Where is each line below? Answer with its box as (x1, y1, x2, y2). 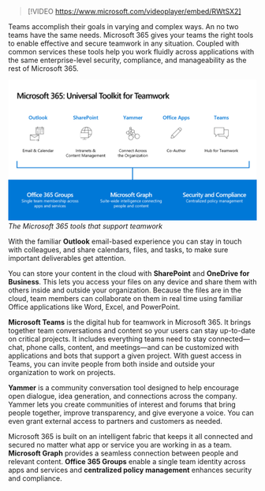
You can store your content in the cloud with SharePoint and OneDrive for (8, 268, 250, 278)
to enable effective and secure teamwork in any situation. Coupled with (8, 39, 240, 48)
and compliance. (8, 473, 62, 483)
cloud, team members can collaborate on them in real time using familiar (8, 293, 243, 303)
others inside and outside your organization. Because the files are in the (8, 285, 242, 295)
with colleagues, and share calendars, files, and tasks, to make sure (8, 244, 229, 255)
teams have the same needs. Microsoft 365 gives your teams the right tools (8, 31, 254, 39)
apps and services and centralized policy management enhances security (8, 465, 252, 474)
